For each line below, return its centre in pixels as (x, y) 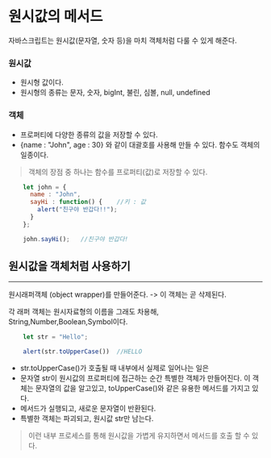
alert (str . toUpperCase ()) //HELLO (83, 352)
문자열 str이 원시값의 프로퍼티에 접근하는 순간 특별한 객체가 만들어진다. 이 (135, 378)
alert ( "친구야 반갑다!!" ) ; (78, 210)
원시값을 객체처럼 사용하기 (69, 266)
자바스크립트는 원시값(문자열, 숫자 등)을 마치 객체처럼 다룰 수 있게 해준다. (123, 40)
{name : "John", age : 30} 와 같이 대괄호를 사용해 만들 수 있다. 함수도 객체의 (140, 144)
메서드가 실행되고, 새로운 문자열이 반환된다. (88, 409)
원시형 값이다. (42, 82)
